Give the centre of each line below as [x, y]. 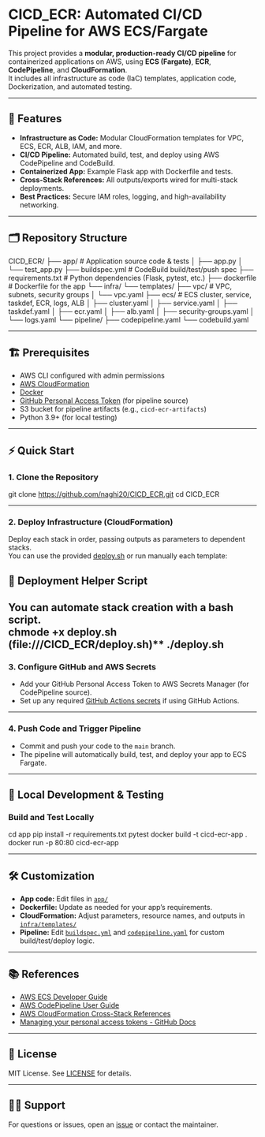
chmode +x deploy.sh [62, 632]
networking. [39, 205]
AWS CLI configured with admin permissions [92, 375]
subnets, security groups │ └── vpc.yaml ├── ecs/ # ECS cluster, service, [130, 294]
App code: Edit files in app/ [64, 899]
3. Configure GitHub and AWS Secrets [82, 667]
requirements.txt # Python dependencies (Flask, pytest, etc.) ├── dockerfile [132, 278]
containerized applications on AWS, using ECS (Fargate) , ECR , [110, 62]
